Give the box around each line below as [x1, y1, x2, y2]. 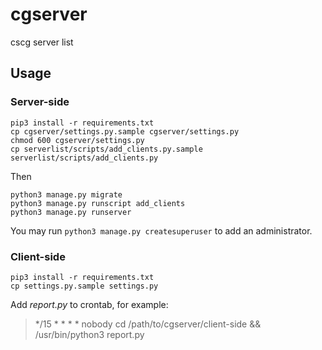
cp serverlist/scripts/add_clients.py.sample [10, 144, 203, 154]
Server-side [10, 95, 70, 109]
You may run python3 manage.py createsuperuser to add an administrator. [10, 224, 313, 237]
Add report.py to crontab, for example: [10, 298, 169, 310]
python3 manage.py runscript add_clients [10, 198, 186, 208]
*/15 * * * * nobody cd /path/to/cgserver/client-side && [34, 318, 262, 330]
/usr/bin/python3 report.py [34, 328, 145, 340]
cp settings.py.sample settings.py [10, 281, 159, 291]
